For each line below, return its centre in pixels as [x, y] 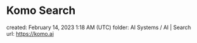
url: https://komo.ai [30, 33]
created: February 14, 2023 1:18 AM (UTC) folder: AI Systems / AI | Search [99, 27]
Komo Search [41, 11]
